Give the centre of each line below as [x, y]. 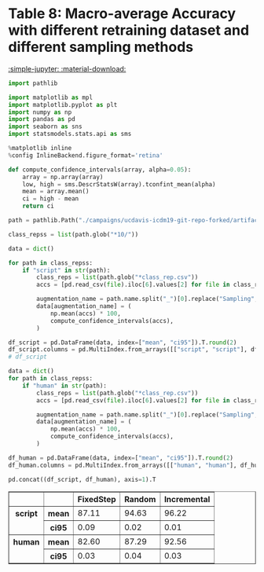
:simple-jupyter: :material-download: [67, 68]
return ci [38, 206]
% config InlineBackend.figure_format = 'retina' [86, 155]
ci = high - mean [51, 199]
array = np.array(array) [63, 177]
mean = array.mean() [56, 192]
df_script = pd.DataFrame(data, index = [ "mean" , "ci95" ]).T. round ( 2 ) [123, 343]
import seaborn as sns [45, 126]
